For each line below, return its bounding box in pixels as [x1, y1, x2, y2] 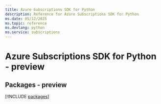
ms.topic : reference [5, 21, 47, 26]
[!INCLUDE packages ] [5, 94, 49, 99]
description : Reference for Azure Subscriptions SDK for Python [5, 12, 139, 17]
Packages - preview [5, 81, 67, 89]
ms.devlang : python [5, 25, 45, 30]
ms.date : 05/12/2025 [5, 16, 47, 21]
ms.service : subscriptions [5, 30, 60, 35]
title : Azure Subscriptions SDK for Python [5, 7, 95, 12]
